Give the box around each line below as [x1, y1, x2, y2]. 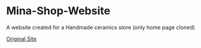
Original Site [6, 35, 37, 42]
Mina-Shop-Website [6, 4, 110, 18]
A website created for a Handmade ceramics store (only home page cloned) [6, 24, 195, 31]
